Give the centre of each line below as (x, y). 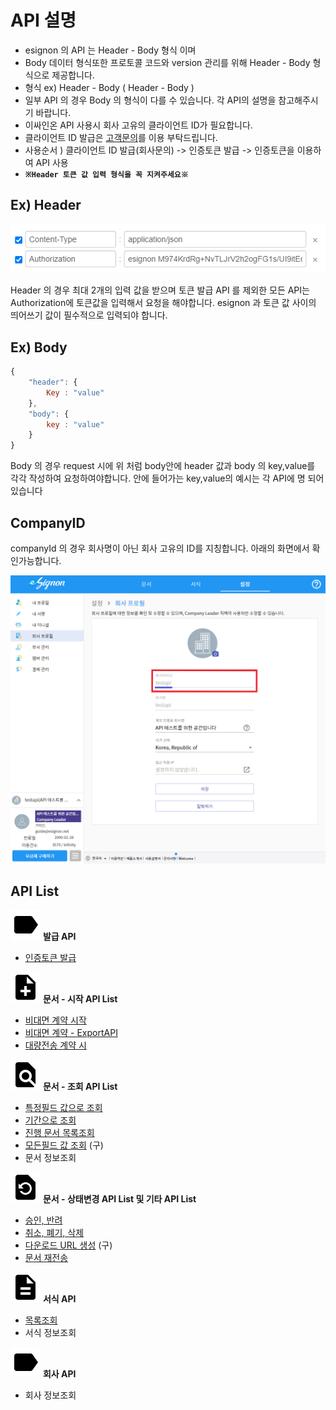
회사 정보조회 (50, 1395)
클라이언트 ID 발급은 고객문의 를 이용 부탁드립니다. (121, 137)
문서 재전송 (46, 1258)
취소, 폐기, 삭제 (54, 1233)
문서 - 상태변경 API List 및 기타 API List (119, 1199)
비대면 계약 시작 (55, 1020)
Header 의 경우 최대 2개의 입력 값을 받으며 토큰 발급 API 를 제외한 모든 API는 (160, 290)
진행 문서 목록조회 (59, 1133)
